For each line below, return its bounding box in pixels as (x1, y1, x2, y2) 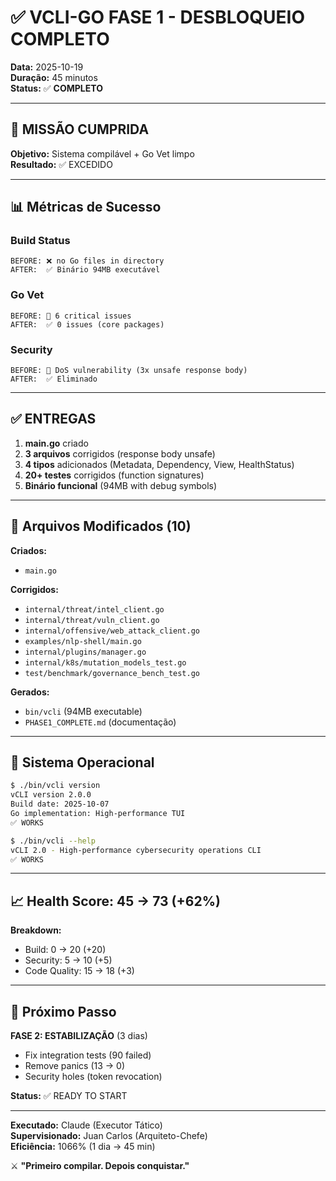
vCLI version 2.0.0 (10, 790, 92, 800)
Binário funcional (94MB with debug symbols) (24, 479, 218, 491)
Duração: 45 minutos (10, 71, 98, 83)
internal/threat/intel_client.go (24, 604, 165, 615)
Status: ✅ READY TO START (10, 1090, 128, 1102)
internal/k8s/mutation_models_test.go (24, 657, 187, 668)
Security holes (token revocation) (24, 1071, 163, 1083)
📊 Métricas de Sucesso (10, 199, 162, 216)
